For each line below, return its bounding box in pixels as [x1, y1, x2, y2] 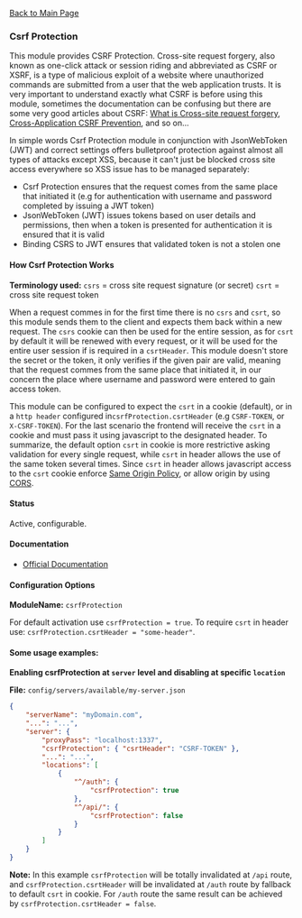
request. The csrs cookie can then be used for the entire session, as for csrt [9, 326, 294, 336]
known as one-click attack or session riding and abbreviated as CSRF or [9, 60, 278, 71]
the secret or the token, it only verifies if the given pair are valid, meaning [9, 354, 281, 365]
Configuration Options [9, 579, 96, 590]
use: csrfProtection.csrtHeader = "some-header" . [9, 627, 196, 638]
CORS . [9, 477, 34, 488]
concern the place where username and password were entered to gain [9, 373, 276, 384]
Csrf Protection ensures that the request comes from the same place [22, 181, 279, 192]
